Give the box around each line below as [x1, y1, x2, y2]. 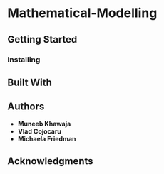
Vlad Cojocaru [17, 126, 62, 136]
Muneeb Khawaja [17, 119, 71, 128]
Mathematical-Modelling [7, 5, 158, 21]
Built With [7, 76, 52, 88]
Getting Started [7, 33, 78, 45]
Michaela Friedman [17, 134, 76, 143]
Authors [7, 101, 45, 113]
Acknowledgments [7, 155, 94, 168]
